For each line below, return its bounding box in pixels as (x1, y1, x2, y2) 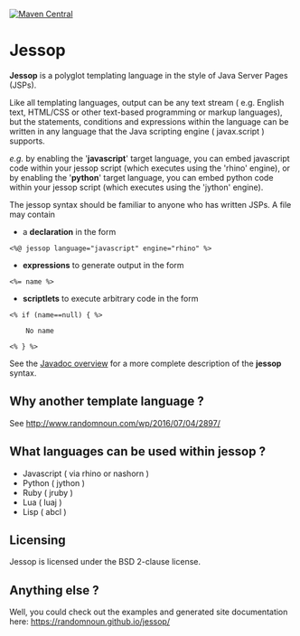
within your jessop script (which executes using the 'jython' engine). (9, 182, 264, 192)
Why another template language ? (9, 394, 205, 409)
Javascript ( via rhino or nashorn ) (22, 468, 149, 479)
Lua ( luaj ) (22, 497, 62, 508)
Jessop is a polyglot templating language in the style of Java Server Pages (9, 70, 288, 80)
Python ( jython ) (22, 477, 86, 488)
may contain (9, 209, 56, 220)
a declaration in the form (22, 226, 117, 237)
